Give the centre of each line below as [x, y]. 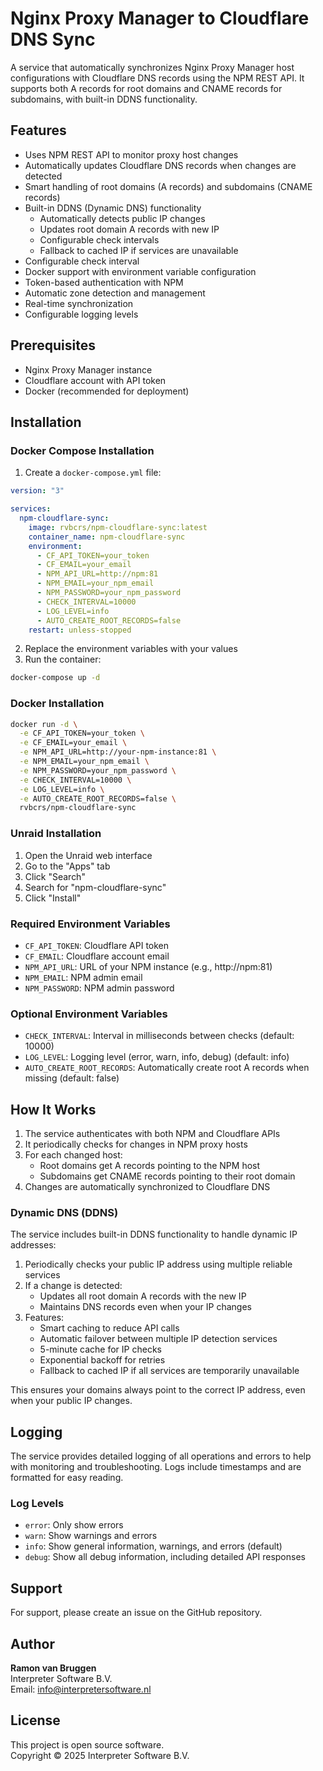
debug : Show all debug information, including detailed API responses [165, 1557]
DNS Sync [53, 39]
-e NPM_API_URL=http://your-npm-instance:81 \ [118, 752]
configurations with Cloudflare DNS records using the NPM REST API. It [157, 78]
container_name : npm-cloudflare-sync [107, 537]
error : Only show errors [74, 1525]
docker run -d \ [44, 724]
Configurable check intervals [99, 239]
